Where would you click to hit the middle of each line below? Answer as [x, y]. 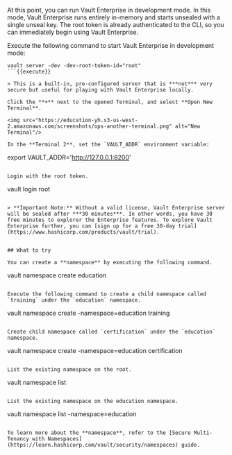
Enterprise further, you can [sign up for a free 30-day [91, 226]
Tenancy [18, 439]
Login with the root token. [48, 176]
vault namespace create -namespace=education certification [95, 351]
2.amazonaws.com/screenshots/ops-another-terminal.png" [90, 126]
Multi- [203, 433]
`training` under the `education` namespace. [74, 300]
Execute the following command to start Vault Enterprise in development [110, 45]
